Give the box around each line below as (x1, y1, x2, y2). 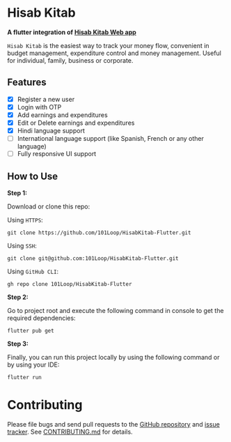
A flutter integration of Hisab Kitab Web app (7, 28, 137, 36)
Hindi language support (17, 127, 85, 135)
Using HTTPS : (7, 216, 43, 224)
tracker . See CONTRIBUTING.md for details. (7, 427, 134, 436)
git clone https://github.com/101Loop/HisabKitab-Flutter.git (7, 229, 191, 236)
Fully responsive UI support (17, 150, 97, 158)
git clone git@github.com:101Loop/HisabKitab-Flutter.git (7, 255, 179, 262)
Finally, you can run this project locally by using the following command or (7, 353, 220, 361)
